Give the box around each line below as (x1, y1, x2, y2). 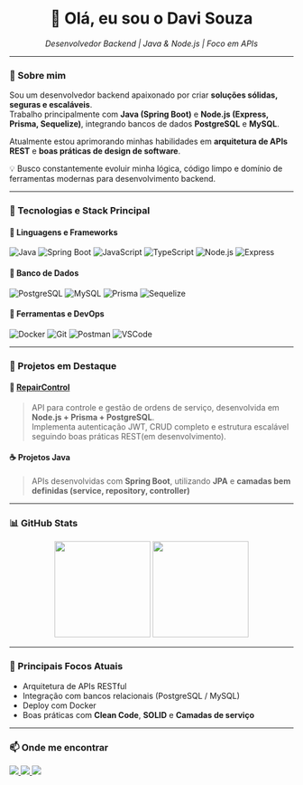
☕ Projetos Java (9, 452, 70, 463)
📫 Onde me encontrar (9, 741, 109, 753)
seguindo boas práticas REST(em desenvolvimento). (31, 430, 227, 441)
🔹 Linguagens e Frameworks (9, 226, 119, 238)
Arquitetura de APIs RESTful (22, 680, 127, 691)
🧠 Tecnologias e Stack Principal (9, 204, 151, 217)
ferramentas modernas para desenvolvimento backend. (9, 174, 216, 184)
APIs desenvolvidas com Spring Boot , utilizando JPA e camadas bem (31, 476, 291, 487)
